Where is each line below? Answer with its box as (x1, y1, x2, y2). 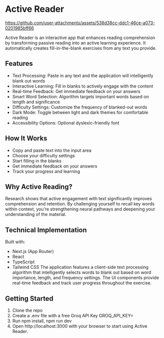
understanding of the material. (5, 211, 66, 217)
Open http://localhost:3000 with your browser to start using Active (12, 323, 148, 329)
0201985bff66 (5, 25, 34, 31)
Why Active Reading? (5, 182, 73, 191)
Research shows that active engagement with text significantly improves (5, 196, 152, 202)
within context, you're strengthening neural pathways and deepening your (5, 206, 156, 212)
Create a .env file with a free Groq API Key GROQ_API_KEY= (12, 313, 134, 318)
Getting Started (5, 294, 54, 302)
